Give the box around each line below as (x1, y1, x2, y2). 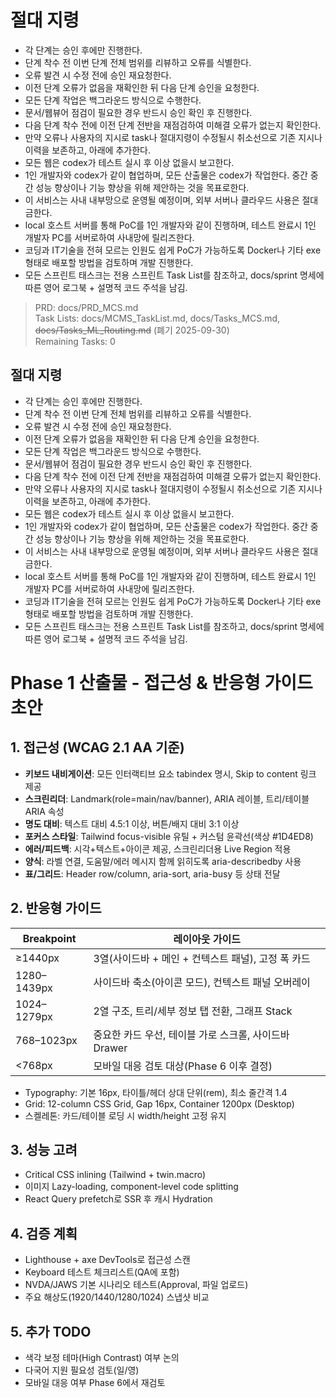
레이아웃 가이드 (173, 932, 241, 946)
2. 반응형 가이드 (10, 900, 102, 917)
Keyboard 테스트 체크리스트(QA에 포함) (24, 1266, 180, 1278)
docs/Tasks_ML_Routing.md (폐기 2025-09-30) (34, 324, 230, 336)
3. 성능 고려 (10, 1141, 78, 1158)
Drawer (93, 1041, 128, 1055)
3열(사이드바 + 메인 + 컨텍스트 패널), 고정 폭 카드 (93, 951, 311, 965)
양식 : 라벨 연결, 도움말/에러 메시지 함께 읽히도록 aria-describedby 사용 (24, 855, 302, 867)
